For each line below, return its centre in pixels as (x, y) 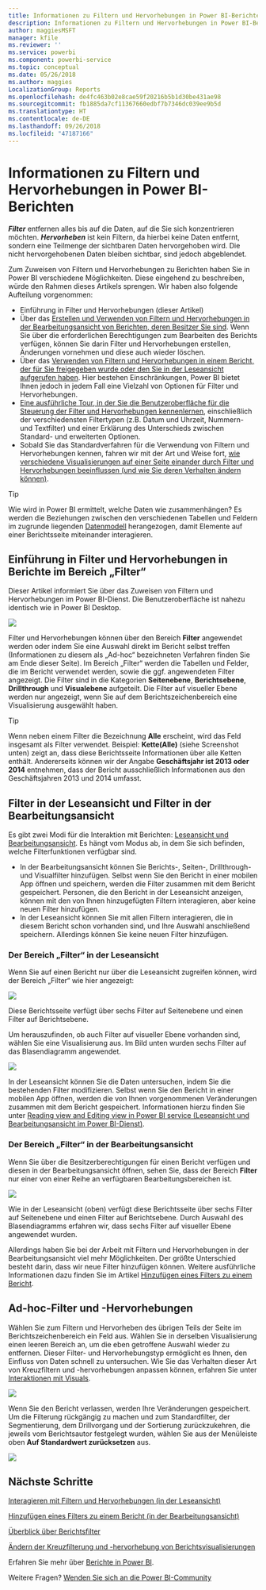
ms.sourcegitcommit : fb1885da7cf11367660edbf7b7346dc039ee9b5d (115, 104)
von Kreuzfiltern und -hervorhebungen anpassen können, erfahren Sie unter (133, 1369)
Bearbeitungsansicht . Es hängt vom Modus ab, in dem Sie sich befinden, (127, 843)
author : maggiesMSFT (42, 30)
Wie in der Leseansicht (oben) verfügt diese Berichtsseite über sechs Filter (131, 1209)
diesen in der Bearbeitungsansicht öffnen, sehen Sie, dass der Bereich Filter (133, 1170)
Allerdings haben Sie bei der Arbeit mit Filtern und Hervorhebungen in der (129, 1250)
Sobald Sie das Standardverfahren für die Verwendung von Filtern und (134, 444)
